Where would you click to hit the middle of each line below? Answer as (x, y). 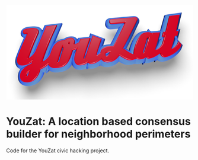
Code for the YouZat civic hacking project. (58, 151)
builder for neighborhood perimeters (98, 134)
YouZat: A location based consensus (98, 122)
